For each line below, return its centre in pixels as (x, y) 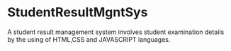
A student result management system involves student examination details (116, 32)
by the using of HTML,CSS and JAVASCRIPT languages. (89, 39)
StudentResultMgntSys (78, 12)
